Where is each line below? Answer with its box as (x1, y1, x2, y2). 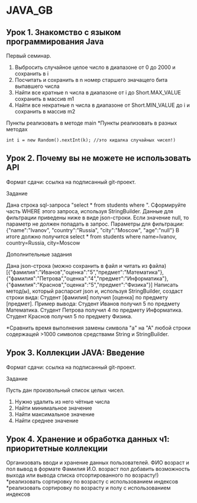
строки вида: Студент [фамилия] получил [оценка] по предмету (6, 293, 169, 300)
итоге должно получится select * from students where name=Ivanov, (6, 233, 177, 240)
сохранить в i (14, 70, 49, 77)
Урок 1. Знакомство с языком (6, 27, 121, 37)
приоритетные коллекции (6, 444, 108, 454)
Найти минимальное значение (14, 404, 93, 412)
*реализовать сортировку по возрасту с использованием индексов (6, 478, 179, 485)
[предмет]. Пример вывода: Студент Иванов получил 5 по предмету (6, 300, 180, 307)
